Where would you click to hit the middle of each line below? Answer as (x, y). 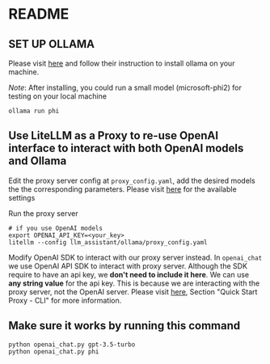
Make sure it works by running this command (124, 326)
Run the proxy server (43, 213)
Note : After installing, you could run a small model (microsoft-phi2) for (125, 87)
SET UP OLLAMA (52, 44)
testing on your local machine (58, 96)
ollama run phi (34, 111)
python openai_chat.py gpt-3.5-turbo (72, 345)
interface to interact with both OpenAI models (126, 148)
